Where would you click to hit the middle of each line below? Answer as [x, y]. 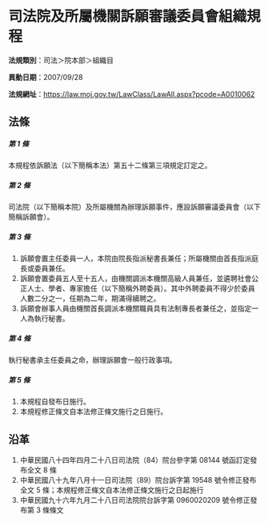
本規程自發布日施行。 [55, 402]
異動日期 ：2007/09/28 [46, 77]
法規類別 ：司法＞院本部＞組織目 [61, 60]
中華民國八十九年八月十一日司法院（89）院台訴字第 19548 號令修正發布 [138, 480]
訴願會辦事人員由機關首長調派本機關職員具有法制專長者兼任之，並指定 [136, 308]
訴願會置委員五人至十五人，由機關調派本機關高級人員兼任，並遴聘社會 [136, 279]
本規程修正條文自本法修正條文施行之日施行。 [94, 412]
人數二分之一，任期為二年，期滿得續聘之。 [90, 299]
